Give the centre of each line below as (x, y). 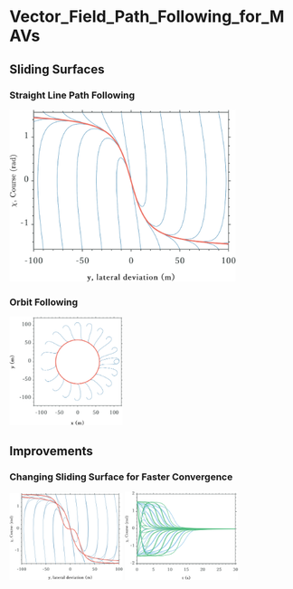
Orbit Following (44, 302)
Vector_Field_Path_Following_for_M (147, 17)
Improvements (51, 451)
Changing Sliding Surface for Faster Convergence (121, 477)
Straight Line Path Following (72, 95)
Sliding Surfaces (57, 69)
